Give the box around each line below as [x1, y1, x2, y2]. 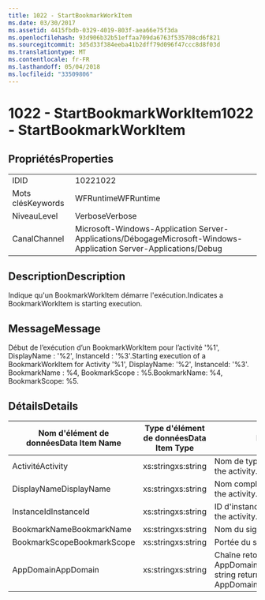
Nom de [214, 456, 244, 467]
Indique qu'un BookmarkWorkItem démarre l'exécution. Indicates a [8, 291, 223, 300]
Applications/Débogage [74, 233, 163, 244]
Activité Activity [12, 461, 69, 472]
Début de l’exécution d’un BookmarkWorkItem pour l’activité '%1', [8, 343, 220, 352]
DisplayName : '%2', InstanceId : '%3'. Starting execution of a [8, 351, 207, 361]
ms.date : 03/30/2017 [8, 19, 77, 27]
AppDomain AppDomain [12, 564, 100, 576]
